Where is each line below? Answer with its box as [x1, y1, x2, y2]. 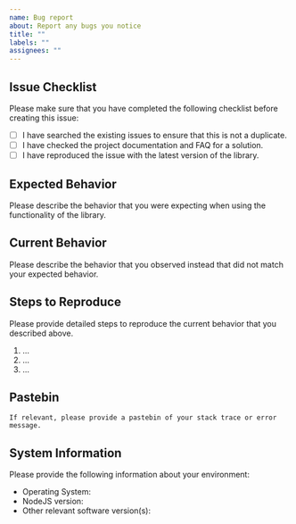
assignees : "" [9, 46, 62, 55]
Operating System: [21, 487, 92, 497]
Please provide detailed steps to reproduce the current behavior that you [9, 318, 276, 329]
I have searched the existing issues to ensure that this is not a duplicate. [21, 129, 287, 140]
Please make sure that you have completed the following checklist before [9, 103, 278, 113]
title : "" [9, 29, 46, 38]
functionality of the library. [9, 209, 107, 220]
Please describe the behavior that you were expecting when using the [9, 200, 266, 211]
